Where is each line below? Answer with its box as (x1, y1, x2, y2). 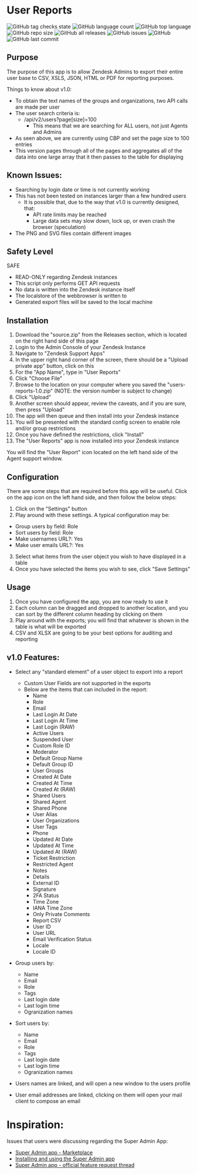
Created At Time (32, 779, 73, 786)
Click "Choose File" (15, 375, 63, 382)
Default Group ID (32, 760, 74, 767)
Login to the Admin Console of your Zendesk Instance (15, 344, 146, 351)
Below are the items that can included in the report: (23, 686, 148, 693)
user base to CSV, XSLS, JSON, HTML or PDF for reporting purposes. (6, 74, 175, 81)
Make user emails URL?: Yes (15, 542, 84, 548)
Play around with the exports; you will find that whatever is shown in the (15, 616, 189, 623)
